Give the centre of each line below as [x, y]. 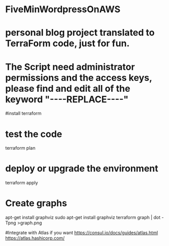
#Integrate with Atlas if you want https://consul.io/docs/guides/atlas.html [82, 233]
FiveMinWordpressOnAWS [63, 9]
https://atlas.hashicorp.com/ [35, 238]
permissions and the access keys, [79, 78]
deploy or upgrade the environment [82, 169]
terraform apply [22, 183]
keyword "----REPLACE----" [67, 99]
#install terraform [23, 114]
